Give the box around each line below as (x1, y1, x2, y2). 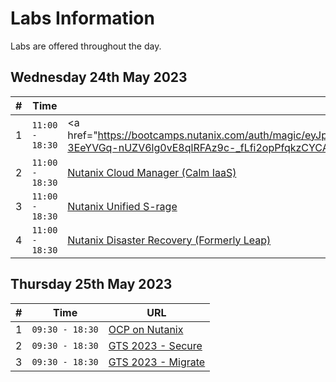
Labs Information (10, 7, 155, 30)
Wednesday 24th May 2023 (10, 69, 188, 86)
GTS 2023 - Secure (108, 338, 203, 352)
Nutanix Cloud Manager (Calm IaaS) (67, 165, 237, 179)
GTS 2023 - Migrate (108, 355, 206, 369)
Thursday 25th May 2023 (10, 276, 173, 293)
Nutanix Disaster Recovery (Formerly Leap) (67, 233, 272, 247)
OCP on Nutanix (108, 322, 184, 336)
